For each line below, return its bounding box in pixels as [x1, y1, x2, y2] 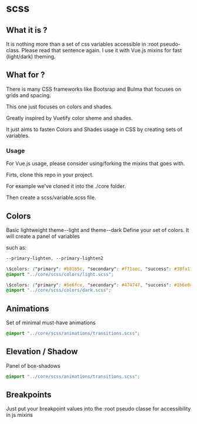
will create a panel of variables [6, 232, 80, 240]
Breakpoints [6, 390, 52, 400]
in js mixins [6, 412, 33, 419]
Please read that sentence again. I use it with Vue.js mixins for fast [21, 47, 182, 54]
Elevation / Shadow [6, 347, 78, 357]
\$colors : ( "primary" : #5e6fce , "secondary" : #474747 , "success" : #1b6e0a [6, 282, 193, 288]
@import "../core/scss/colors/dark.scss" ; [6, 288, 111, 293]
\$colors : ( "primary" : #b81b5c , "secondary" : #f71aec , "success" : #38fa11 [6, 266, 193, 272]
